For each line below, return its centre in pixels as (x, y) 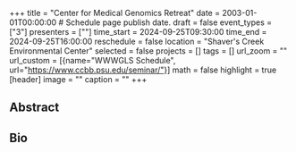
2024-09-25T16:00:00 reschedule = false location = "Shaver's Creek (137, 41)
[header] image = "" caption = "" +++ (78, 79)
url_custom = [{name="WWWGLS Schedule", (93, 60)
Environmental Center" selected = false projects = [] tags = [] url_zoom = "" (148, 51)
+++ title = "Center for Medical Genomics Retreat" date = (115, 13)
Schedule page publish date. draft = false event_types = (169, 22)
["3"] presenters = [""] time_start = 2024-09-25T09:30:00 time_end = (138, 32)
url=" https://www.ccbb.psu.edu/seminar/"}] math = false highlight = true (143, 70)
